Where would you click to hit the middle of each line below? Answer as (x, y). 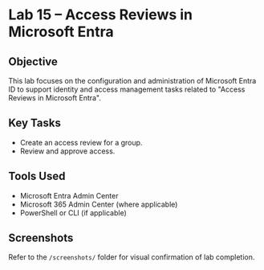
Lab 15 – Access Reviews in (101, 15)
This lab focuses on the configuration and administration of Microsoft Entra (132, 81)
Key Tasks (35, 123)
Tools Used (37, 176)
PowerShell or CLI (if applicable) (73, 213)
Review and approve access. (67, 151)
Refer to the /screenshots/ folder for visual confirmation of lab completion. (132, 257)
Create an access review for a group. (81, 142)
